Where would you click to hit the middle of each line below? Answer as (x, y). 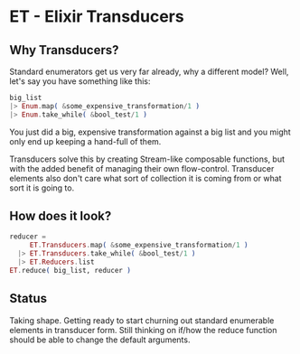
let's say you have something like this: (80, 81)
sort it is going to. (42, 188)
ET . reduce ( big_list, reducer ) (70, 270)
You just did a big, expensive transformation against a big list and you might (150, 132)
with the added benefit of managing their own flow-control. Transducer (142, 168)
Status (28, 298)
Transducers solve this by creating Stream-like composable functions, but (147, 159)
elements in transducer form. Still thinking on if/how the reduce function (143, 330)
